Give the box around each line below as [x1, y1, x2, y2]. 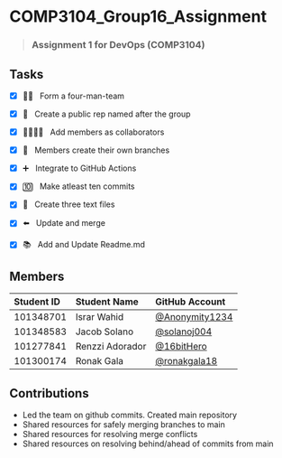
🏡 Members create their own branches [22, 145, 170, 155]
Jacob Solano [75, 325, 134, 338]
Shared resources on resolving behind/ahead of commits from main [22, 438, 274, 449]
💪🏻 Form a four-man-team [22, 90, 124, 101]
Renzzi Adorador [75, 341, 147, 353]
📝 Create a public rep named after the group [22, 108, 191, 119]
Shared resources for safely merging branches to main [22, 418, 225, 430]
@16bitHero [154, 341, 207, 353]
